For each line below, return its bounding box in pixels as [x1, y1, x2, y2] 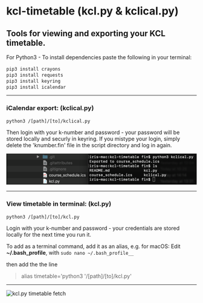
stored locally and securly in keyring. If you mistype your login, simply [6, 135, 180, 142]
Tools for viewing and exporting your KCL [6, 28, 166, 39]
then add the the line [6, 261, 58, 268]
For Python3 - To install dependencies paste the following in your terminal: [6, 54, 192, 61]
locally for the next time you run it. [6, 231, 92, 238]
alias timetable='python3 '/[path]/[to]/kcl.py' [21, 273, 132, 280]
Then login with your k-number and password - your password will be [6, 129, 180, 136]
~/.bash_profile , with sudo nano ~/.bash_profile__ [6, 249, 134, 257]
